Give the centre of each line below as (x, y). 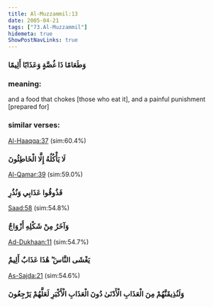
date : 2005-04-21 (34, 21)
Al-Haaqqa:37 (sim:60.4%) (47, 140)
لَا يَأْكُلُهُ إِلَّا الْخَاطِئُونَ (37, 158)
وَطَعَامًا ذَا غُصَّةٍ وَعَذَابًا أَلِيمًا (47, 65)
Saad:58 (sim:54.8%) (39, 208)
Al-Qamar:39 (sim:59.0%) (46, 174)
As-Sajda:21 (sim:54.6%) (44, 275)
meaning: (25, 83)
